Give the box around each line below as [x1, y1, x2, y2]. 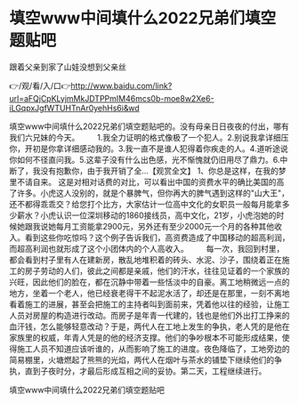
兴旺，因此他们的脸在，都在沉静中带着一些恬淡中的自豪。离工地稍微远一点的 [9, 277, 290, 287]
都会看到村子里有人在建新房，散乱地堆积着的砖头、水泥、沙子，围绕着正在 [9, 254, 282, 265]
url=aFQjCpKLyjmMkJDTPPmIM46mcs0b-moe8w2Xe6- [9, 93, 215, 103]
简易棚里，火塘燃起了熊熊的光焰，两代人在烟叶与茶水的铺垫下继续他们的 [9, 354, 274, 365]
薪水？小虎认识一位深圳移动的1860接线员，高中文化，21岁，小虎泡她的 [16, 210, 278, 221]
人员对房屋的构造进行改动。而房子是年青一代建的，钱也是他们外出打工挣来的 [9, 310, 290, 320]
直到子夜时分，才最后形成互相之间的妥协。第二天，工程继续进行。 [24, 366, 267, 376]
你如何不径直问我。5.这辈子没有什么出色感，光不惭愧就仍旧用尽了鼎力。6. [9, 154, 280, 165]
